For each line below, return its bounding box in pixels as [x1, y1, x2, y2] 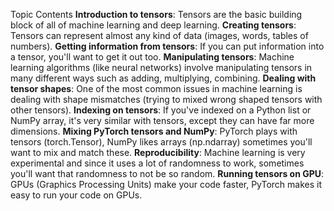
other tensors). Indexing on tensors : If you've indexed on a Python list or [10, 104, 312, 116]
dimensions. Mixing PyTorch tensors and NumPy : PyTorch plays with [10, 125, 298, 137]
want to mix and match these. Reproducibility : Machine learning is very [10, 147, 306, 158]
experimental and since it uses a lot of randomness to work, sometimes [10, 157, 305, 169]
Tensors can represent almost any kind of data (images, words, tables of [10, 30, 309, 41]
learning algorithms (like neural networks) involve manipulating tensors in [10, 62, 313, 73]
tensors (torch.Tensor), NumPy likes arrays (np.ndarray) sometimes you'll [10, 136, 313, 148]
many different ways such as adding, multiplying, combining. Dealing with [10, 72, 317, 84]
